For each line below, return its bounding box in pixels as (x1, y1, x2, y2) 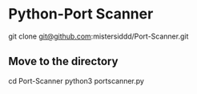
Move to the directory (8, 55, 119, 68)
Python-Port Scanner (8, 5, 154, 23)
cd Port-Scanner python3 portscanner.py (8, 76, 144, 85)
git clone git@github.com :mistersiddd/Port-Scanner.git (8, 31, 189, 41)
